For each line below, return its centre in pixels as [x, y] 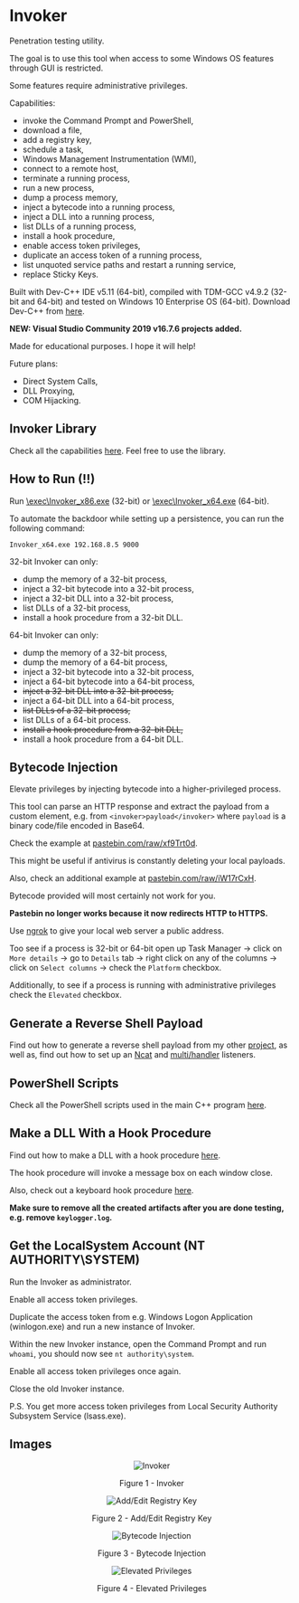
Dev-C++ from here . [47, 311]
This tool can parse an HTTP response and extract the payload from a [139, 807]
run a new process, [58, 187]
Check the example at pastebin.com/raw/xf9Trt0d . [104, 843]
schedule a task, [53, 149]
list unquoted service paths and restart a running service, [129, 264]
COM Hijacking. [51, 400]
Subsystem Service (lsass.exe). [68, 1416]
